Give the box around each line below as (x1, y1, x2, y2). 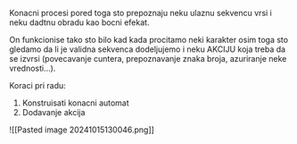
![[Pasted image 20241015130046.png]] (9, 124, 154, 135)
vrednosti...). (9, 63, 56, 73)
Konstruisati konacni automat (21, 97, 129, 108)
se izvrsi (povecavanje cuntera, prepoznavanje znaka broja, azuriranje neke (9, 54, 287, 64)
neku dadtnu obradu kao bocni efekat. (9, 17, 150, 28)
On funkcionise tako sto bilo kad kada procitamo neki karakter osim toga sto (9, 35, 288, 45)
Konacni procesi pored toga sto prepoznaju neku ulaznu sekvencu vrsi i (9, 8, 272, 18)
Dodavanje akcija (21, 107, 86, 117)
